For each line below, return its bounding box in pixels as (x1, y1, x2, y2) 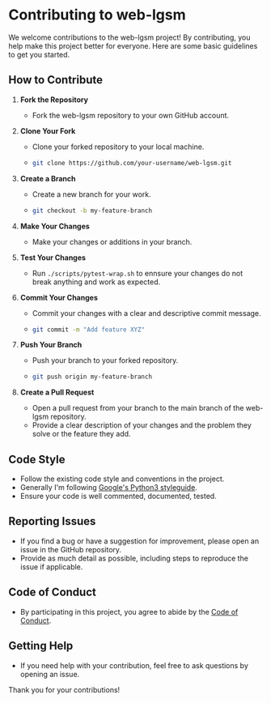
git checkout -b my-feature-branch (32, 207, 152, 215)
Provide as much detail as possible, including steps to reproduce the (19, 553, 249, 563)
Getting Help (8, 639, 74, 653)
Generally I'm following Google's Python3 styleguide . (19, 483, 198, 492)
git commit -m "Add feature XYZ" (32, 326, 146, 334)
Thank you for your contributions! (8, 684, 121, 694)
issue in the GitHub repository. (19, 544, 122, 554)
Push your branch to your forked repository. (32, 356, 179, 365)
